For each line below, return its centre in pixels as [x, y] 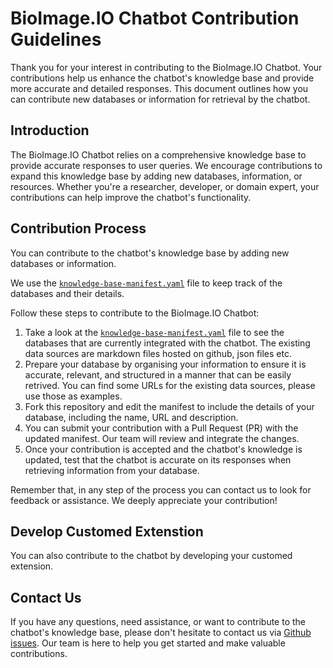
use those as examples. [73, 396]
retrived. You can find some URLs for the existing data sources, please [170, 385]
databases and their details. [67, 293]
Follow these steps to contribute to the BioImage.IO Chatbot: [135, 313]
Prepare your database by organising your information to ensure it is [165, 364]
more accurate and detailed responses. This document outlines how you [159, 88]
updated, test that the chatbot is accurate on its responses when [158, 459]
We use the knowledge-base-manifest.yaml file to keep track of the [146, 283]
